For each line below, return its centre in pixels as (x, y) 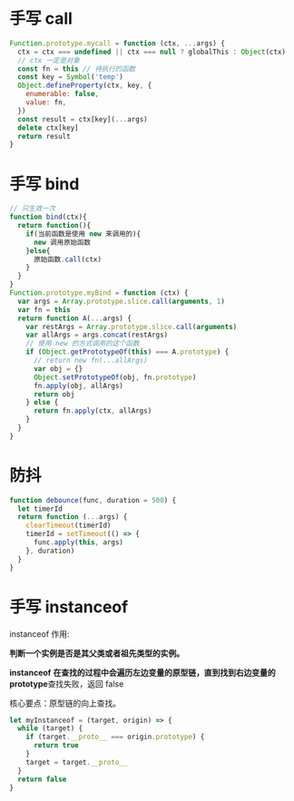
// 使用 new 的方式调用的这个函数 (83, 344)
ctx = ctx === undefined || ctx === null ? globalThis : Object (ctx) (152, 52)
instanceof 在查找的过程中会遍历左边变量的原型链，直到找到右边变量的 (143, 672)
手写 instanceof (69, 606)
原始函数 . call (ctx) (68, 259)
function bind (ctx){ (49, 217)
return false (42, 779)
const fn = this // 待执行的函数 (77, 69)
